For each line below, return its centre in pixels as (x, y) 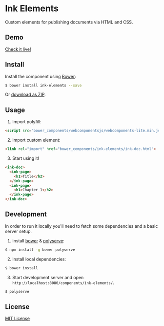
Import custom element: (36, 140)
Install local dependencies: (39, 259)
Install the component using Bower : (41, 76)
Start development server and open (48, 277)
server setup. (19, 231)
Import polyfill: (27, 122)
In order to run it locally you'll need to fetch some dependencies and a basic (82, 226)
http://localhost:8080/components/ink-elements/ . (63, 283)
